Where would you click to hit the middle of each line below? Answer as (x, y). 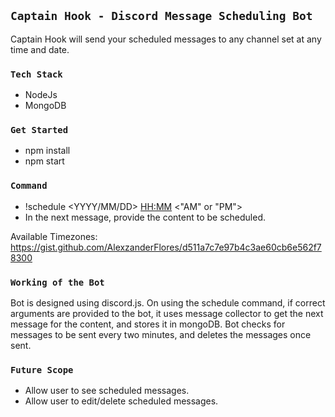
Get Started (39, 130)
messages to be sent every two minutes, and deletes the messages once (161, 334)
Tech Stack (36, 74)
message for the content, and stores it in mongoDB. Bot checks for (148, 324)
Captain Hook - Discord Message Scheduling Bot (161, 16)
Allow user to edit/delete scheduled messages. (121, 401)
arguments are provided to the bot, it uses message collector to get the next (167, 313)
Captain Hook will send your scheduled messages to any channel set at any (166, 39)
